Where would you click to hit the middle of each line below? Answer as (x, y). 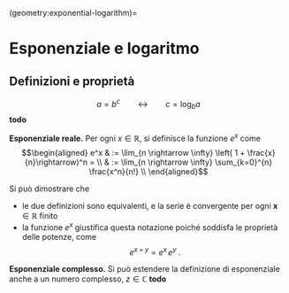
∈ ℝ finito (40, 216)
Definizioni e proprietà (72, 81)
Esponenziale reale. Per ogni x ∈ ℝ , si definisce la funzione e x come (135, 138)
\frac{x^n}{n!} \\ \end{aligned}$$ (148, 172)
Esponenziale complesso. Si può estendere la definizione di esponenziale (144, 269)
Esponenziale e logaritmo (104, 49)
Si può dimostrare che (49, 189)
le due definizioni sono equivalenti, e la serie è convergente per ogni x (150, 206)
